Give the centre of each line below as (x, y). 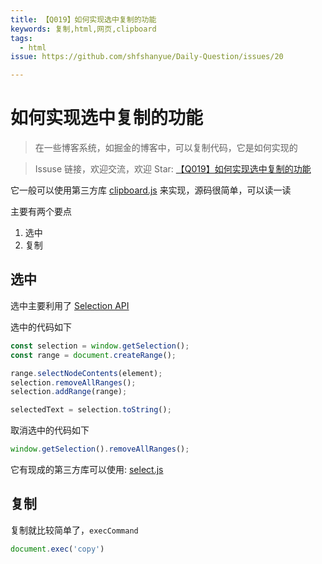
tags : (21, 38)
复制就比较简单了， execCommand (74, 530)
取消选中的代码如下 (50, 430)
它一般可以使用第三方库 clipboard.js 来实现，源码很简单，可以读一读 (151, 190)
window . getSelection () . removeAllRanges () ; (100, 449)
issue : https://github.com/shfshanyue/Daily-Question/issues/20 (147, 57)
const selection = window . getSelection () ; (100, 346)
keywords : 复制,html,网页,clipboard (83, 29)
